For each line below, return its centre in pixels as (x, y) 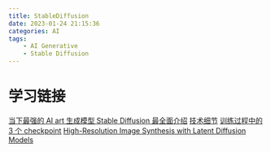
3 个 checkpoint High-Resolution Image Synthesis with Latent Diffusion (127, 130)
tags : (17, 39)
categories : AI (34, 31)
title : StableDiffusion (49, 16)
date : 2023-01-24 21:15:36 (54, 24)
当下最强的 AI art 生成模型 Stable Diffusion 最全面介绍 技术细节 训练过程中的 (135, 120)
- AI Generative (51, 46)
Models (21, 140)
